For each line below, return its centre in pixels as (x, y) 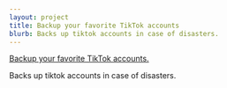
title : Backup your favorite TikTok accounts (94, 26)
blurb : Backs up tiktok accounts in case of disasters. (114, 33)
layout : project (39, 17)
